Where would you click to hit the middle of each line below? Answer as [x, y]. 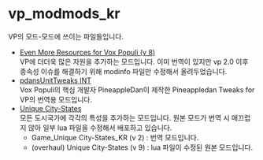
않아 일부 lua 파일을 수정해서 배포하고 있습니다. [100, 128]
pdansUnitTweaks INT [56, 80]
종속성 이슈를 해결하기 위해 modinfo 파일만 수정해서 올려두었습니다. [123, 71]
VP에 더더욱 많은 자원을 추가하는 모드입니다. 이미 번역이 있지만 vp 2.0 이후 [134, 61]
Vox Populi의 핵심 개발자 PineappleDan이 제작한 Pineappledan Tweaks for [137, 89]
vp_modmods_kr [64, 14]
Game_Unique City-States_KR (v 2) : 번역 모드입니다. [115, 137]
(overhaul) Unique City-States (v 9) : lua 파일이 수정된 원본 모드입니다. [142, 147]
